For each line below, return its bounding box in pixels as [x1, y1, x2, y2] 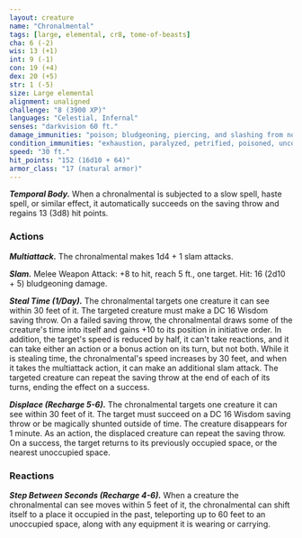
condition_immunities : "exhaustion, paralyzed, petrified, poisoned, [9, 139, 276, 148]
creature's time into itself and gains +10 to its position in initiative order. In [9, 324, 282, 334]
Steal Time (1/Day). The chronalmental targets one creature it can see [9, 295, 270, 306]
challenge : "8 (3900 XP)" [9, 105, 106, 114]
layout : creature [9, 13, 75, 23]
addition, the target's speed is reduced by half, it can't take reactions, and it [9, 333, 289, 344]
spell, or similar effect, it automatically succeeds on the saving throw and [9, 198, 280, 209]
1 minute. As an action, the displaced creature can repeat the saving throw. [9, 427, 286, 438]
